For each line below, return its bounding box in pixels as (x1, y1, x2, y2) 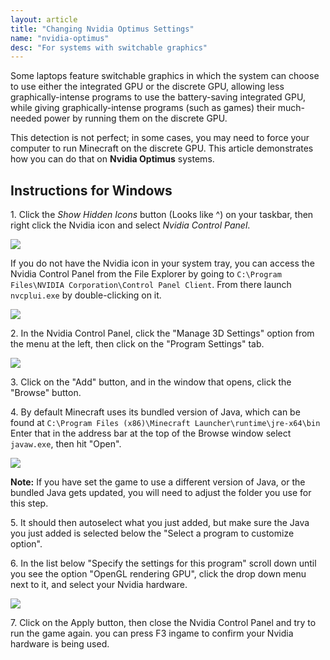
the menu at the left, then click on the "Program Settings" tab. (10, 338, 265, 350)
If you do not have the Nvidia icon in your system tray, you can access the (10, 257, 315, 270)
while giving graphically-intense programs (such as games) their (10, 102, 276, 114)
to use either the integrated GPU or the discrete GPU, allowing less (10, 81, 285, 93)
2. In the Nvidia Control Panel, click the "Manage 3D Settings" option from (10, 327, 315, 340)
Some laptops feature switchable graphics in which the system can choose (10, 70, 320, 82)
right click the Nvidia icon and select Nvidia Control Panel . (10, 219, 251, 231)
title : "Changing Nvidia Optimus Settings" (10, 24, 195, 34)
